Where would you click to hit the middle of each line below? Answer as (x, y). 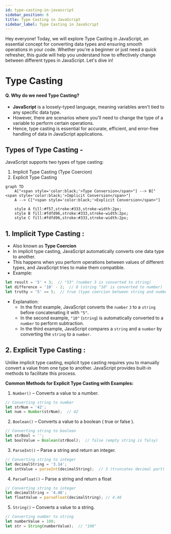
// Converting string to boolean (41, 431)
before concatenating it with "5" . (54, 312)
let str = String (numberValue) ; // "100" (51, 526)
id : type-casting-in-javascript (39, 10)
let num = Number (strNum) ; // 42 (42, 412)
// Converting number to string (39, 517)
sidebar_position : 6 (27, 15)
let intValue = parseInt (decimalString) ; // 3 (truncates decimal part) (85, 469)
